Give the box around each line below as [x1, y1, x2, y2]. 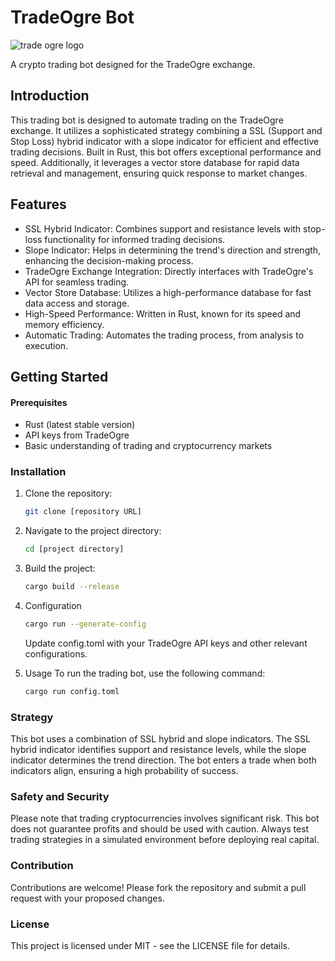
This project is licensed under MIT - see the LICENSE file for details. [10, 940, 291, 952]
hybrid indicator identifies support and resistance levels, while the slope [10, 744, 307, 756]
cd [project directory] [24, 544, 125, 555]
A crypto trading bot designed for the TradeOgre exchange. [10, 58, 256, 70]
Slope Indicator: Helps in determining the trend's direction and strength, [24, 244, 322, 256]
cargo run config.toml [24, 686, 120, 696]
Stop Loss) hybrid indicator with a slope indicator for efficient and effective [10, 135, 320, 147]
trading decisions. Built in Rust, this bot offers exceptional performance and [10, 146, 322, 158]
